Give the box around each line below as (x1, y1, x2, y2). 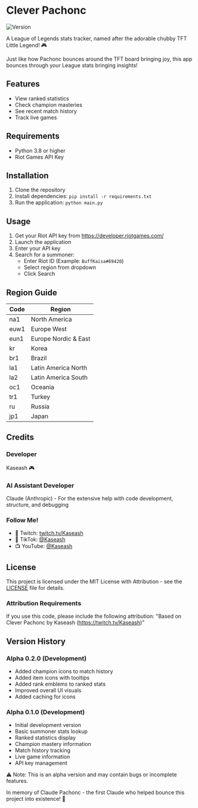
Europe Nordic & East (30, 335, 91, 343)
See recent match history (14, 107, 78, 114)
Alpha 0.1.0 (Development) (6, 708, 85, 716)
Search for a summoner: (14, 251, 75, 258)
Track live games (14, 114, 57, 121)
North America (30, 315, 72, 323)
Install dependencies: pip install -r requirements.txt (14, 193, 152, 200)
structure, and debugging (6, 501, 69, 508)
